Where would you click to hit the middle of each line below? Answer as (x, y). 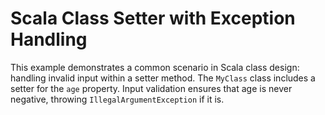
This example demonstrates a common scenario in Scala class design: (155, 67)
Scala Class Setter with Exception (153, 18)
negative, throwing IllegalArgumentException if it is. (117, 99)
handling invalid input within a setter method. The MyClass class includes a (163, 78)
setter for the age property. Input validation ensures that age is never (151, 88)
